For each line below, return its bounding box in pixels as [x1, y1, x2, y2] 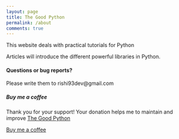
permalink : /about [6, 20, 52, 26]
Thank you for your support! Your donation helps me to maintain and [6, 108, 173, 116]
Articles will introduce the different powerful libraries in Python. [6, 53, 161, 60]
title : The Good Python [6, 14, 65, 20]
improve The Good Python [6, 115, 71, 122]
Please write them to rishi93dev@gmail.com [6, 80, 114, 87]
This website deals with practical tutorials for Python [6, 42, 135, 49]
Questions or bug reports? [6, 67, 73, 74]
